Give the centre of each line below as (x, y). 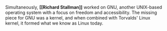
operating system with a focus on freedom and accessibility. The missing (81, 12)
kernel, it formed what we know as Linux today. (54, 23)
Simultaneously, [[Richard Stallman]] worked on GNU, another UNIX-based (84, 7)
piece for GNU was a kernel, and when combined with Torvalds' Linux (78, 18)
